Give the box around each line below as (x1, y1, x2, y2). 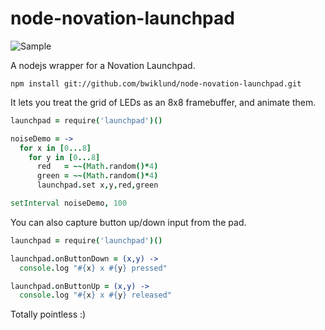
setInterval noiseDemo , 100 (10, 198, 128, 209)
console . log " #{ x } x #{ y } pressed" (19, 263, 168, 273)
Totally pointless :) (10, 308, 87, 321)
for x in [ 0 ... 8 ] (19, 143, 92, 153)
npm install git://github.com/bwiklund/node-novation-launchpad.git (10, 78, 302, 89)
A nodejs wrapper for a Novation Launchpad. (10, 59, 196, 71)
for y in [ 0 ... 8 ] (28, 152, 101, 162)
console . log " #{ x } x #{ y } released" (19, 290, 172, 301)
